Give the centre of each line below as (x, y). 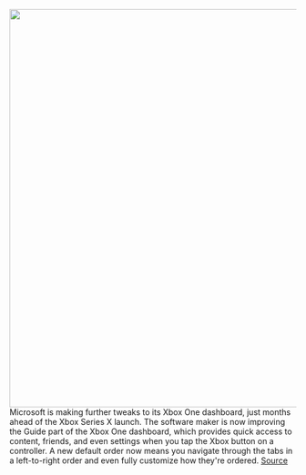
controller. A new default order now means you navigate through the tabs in (151, 451)
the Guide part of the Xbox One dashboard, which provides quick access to (151, 431)
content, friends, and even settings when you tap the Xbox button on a (142, 441)
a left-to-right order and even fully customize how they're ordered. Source (149, 460)
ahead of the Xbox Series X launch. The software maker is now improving (148, 422)
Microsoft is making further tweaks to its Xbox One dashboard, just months (150, 412)
